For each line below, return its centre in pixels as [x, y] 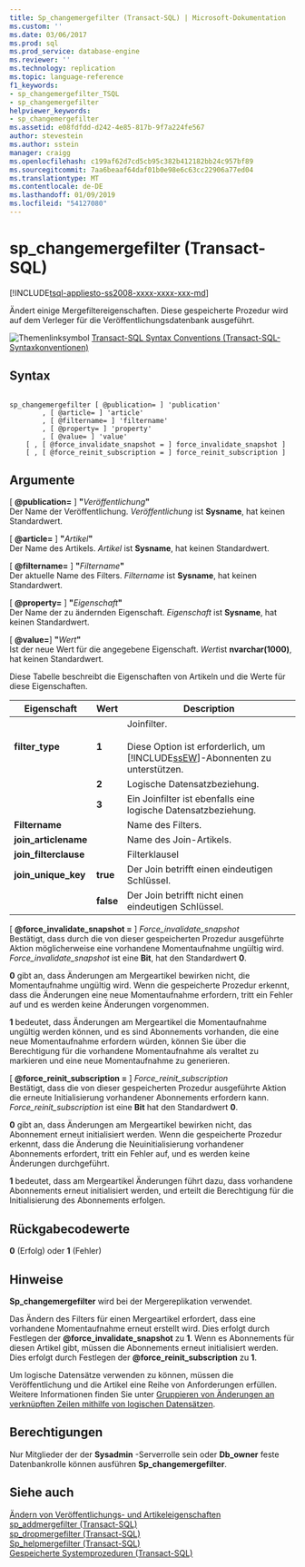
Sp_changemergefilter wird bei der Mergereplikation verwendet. [131, 1301]
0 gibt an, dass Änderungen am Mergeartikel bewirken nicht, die [130, 976]
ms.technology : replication [63, 69]
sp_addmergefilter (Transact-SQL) [74, 1524]
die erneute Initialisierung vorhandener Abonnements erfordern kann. [139, 1098]
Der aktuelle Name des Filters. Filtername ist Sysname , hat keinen [133, 576]
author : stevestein [46, 136]
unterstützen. [155, 770]
